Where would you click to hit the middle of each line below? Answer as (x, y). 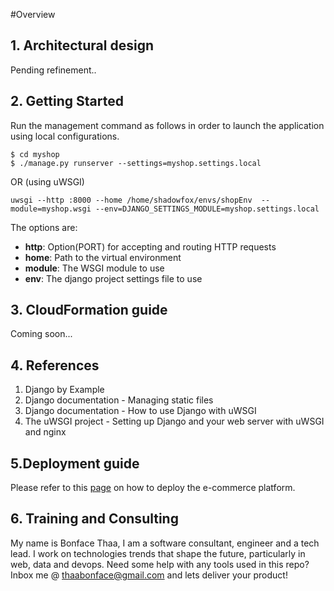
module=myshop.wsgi (51, 209)
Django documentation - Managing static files (119, 400)
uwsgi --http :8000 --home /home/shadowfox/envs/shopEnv (131, 200)
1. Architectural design (82, 45)
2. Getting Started (67, 101)
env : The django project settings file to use (113, 278)
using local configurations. (65, 136)
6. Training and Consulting (94, 519)
